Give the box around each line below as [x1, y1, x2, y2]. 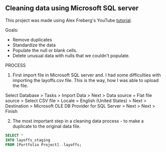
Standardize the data [12, 42, 56, 48]
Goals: [5, 27, 19, 33]
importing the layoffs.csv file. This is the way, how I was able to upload [12, 77, 159, 83]
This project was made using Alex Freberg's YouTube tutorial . [5, 17, 132, 23]
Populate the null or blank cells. [12, 47, 78, 53]
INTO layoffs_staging [5, 137, 51, 142]
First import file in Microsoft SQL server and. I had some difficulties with [12, 72, 161, 78]
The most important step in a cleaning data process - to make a [12, 117, 144, 124]
